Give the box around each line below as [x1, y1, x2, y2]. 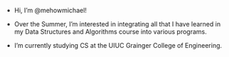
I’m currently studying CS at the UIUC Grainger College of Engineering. [14, 41, 223, 49]
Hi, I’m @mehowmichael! [14, 6, 87, 14]
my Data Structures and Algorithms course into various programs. [14, 28, 208, 36]
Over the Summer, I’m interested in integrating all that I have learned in [14, 20, 221, 28]
